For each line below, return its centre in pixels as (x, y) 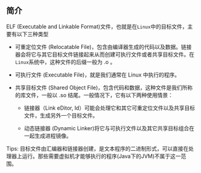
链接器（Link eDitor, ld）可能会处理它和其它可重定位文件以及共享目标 (110, 108)
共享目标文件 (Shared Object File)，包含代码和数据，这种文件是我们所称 (104, 87)
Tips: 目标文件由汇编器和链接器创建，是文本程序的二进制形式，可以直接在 (97, 148)
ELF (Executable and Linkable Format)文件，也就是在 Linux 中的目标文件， (97, 27)
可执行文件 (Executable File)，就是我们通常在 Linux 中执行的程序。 (97, 75)
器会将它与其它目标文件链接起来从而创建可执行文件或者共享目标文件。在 (104, 54)
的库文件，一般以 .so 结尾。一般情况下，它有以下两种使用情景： (94, 95)
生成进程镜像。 (53, 136)
